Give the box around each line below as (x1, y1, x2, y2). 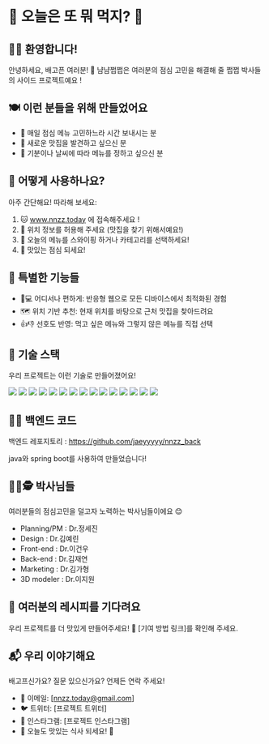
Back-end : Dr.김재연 (19, 554, 88, 563)
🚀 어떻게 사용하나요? (8, 174, 105, 188)
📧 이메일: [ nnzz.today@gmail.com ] (19, 693, 135, 703)
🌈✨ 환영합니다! (8, 42, 79, 56)
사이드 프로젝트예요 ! (16, 75, 83, 85)
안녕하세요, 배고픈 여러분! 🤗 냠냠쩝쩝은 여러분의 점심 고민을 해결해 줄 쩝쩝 (8, 66, 240, 75)
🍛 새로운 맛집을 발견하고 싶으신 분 (19, 138, 127, 148)
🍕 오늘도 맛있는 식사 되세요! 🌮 (19, 726, 114, 736)
